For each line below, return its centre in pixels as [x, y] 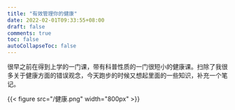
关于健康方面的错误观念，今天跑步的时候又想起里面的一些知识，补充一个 [117, 75]
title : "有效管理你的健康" [42, 14]
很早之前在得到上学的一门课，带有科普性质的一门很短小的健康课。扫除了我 [114, 66]
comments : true [29, 33]
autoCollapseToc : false [42, 46]
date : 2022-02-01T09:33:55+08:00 [56, 20]
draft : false [26, 26]
